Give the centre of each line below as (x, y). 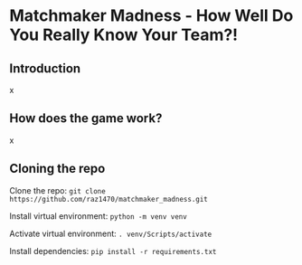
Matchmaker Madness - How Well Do (151, 16)
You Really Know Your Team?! (124, 35)
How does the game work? (86, 118)
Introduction (45, 68)
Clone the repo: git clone (57, 190)
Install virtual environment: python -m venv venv (98, 216)
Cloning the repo (57, 169)
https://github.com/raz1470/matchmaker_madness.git (109, 199)
